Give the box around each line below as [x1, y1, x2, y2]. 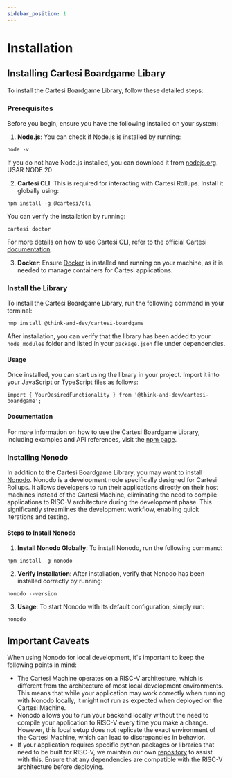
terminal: [7, 306, 33, 315]
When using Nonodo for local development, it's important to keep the [7, 653, 205, 661]
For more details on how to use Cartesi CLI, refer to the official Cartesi [7, 238, 207, 246]
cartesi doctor [7, 225, 51, 233]
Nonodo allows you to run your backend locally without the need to [17, 711, 209, 719]
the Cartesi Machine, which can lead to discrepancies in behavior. [17, 733, 206, 741]
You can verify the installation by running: [7, 212, 126, 220]
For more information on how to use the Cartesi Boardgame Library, [7, 428, 200, 436]
